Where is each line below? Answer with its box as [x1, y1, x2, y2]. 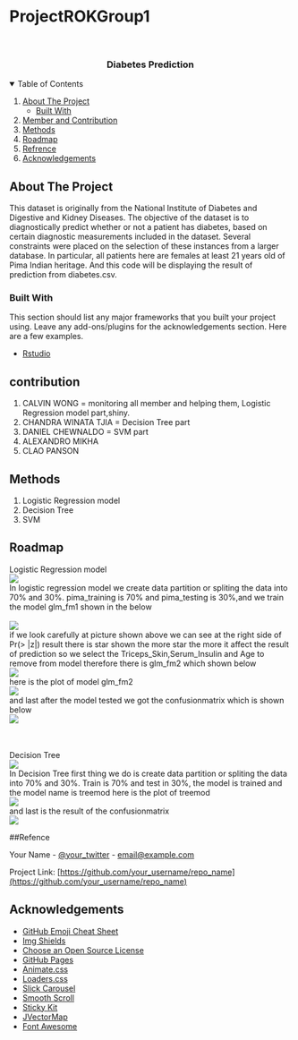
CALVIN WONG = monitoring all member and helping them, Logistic [21, 398, 271, 409]
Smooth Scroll [21, 992, 74, 1003]
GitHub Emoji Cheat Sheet [21, 925, 119, 936]
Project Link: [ [9, 866, 61, 877]
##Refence [9, 831, 51, 842]
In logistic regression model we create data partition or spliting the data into [9, 582, 288, 592]
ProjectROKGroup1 [9, 6, 150, 27]
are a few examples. [9, 331, 84, 342]
